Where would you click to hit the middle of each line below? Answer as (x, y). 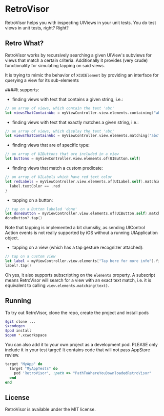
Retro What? (24, 43)
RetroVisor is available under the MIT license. (51, 409)
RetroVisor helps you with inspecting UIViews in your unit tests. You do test (81, 23)
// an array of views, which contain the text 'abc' (60, 108)
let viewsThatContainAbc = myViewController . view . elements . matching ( (77, 136)
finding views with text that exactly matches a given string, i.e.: (75, 122)
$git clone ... (20, 322)
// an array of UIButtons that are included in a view (62, 154)
